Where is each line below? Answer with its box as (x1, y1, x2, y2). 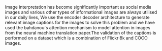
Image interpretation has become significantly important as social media (5, 4, 152, 10)
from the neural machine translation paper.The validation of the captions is (5, 30, 157, 35)
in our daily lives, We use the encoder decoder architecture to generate (5, 15, 150, 20)
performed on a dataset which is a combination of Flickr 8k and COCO (5, 35, 148, 41)
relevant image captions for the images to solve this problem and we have (5, 19, 155, 25)
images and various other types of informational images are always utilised (5, 9, 158, 15)
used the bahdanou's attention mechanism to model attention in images (5, 25, 151, 31)
